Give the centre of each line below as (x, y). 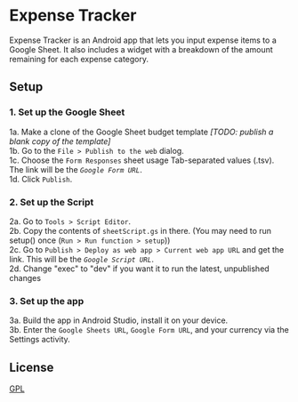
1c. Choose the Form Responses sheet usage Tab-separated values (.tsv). (142, 160)
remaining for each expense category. (79, 59)
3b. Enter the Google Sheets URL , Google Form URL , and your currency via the (149, 330)
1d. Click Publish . (41, 179)
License (32, 367)
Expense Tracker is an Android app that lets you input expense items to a (143, 40)
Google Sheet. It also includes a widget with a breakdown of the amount (141, 49)
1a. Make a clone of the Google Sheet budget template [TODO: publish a (141, 132)
